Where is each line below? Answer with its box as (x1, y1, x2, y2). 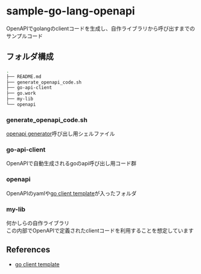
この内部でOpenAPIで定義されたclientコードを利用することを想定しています (6, 227, 194, 234)
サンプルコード (6, 32, 43, 40)
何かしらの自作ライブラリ (6, 219, 70, 227)
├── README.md (6, 73, 42, 79)
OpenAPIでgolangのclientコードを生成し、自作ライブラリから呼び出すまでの (6, 25, 195, 32)
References (6, 245, 50, 255)
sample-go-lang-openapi (6, 4, 135, 18)
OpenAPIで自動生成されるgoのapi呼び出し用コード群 (6, 160, 137, 167)
